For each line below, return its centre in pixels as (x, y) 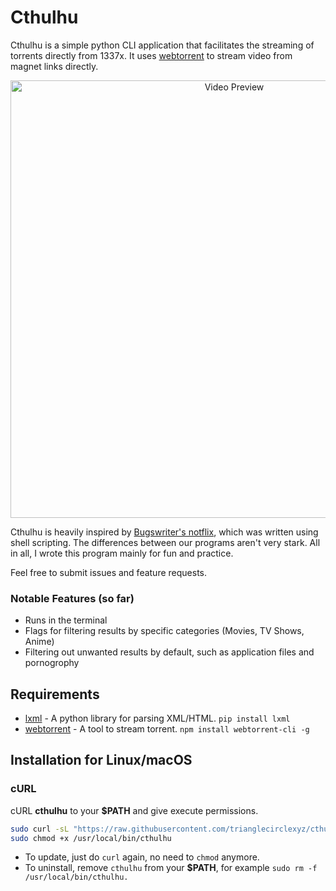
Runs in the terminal (66, 620)
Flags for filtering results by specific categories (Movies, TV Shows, (164, 631)
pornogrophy (52, 663)
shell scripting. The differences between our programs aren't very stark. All (165, 542)
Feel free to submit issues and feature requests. (109, 572)
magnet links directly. (54, 66)
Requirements (55, 694)
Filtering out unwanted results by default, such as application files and (169, 652)
